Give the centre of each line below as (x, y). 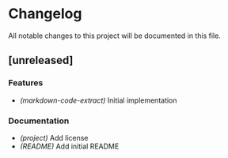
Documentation (39, 121)
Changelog (45, 14)
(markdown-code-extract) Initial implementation (98, 100)
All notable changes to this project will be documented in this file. (115, 36)
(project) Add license (54, 137)
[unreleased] (41, 60)
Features (26, 83)
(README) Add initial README (69, 146)
